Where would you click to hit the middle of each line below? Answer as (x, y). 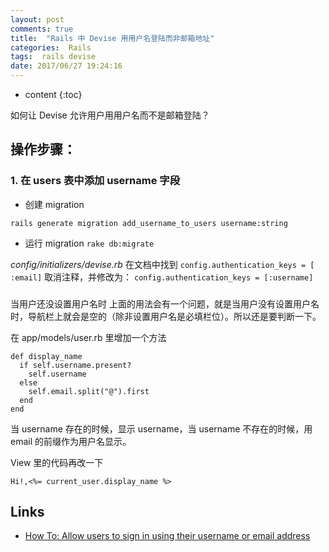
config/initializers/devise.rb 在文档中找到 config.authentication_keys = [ (162, 264)
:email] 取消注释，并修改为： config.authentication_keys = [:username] (162, 277)
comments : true (42, 29)
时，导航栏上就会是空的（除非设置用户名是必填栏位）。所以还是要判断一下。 (166, 316)
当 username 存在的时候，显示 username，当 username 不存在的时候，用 (161, 428)
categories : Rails (51, 47)
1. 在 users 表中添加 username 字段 (95, 181)
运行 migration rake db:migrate (89, 243)
